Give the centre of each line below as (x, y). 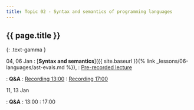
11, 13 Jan (18, 90)
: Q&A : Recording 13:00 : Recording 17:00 (57, 79)
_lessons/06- (172, 61)
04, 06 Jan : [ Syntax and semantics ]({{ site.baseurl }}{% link (80, 61)
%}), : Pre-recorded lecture (99, 67)
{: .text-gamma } (26, 50)
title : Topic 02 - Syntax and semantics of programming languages (89, 12)
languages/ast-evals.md (35, 67)
